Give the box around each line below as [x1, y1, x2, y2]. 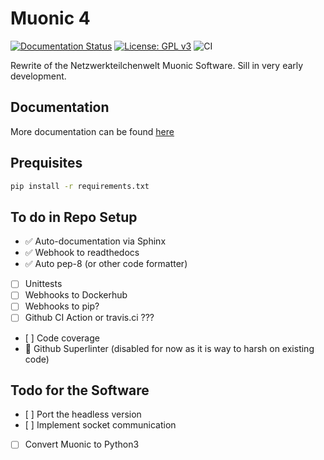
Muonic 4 [10, 7, 91, 30]
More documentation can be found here [10, 125, 175, 137]
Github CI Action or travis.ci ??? [24, 312, 155, 324]
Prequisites [10, 155, 83, 172]
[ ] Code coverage [24, 332, 100, 344]
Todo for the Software [10, 382, 150, 399]
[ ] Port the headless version [24, 408, 142, 421]
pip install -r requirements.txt [10, 181, 150, 191]
